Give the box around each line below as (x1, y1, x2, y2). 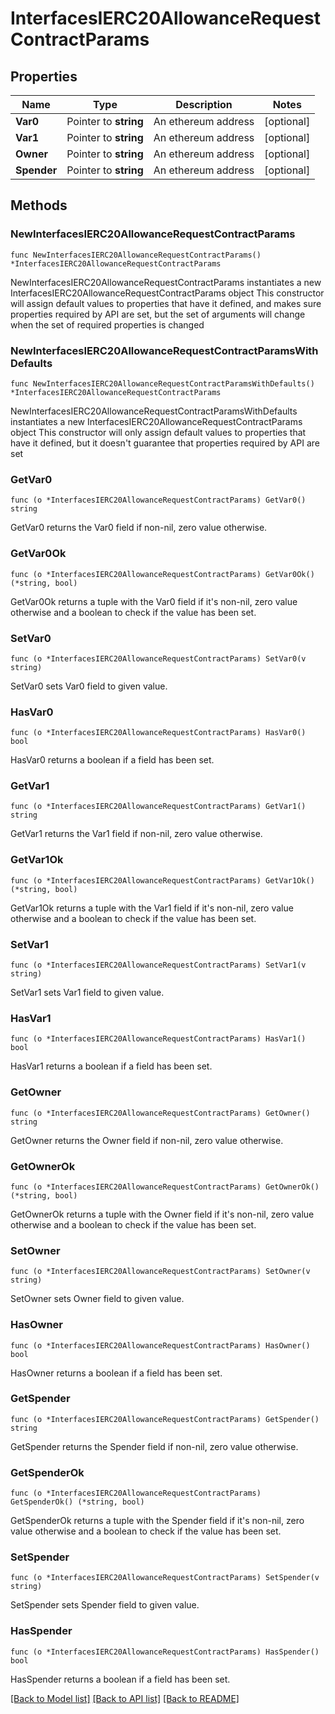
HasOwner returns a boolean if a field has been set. (10, 1367, 223, 1379)
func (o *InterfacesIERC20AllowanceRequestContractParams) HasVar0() (10, 728, 307, 738)
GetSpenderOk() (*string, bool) (10, 1497, 145, 1507)
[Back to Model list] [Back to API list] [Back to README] (10, 1692, 240, 1704)
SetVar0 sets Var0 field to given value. (10, 680, 168, 692)
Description (175, 98, 233, 111)
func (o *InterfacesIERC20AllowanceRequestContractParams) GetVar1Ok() (10, 875, 315, 886)
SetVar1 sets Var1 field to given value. (10, 987, 165, 999)
